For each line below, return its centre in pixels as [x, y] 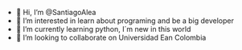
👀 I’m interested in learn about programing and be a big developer [125, 21]
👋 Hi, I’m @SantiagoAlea [56, 12]
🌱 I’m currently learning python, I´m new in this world [103, 29]
